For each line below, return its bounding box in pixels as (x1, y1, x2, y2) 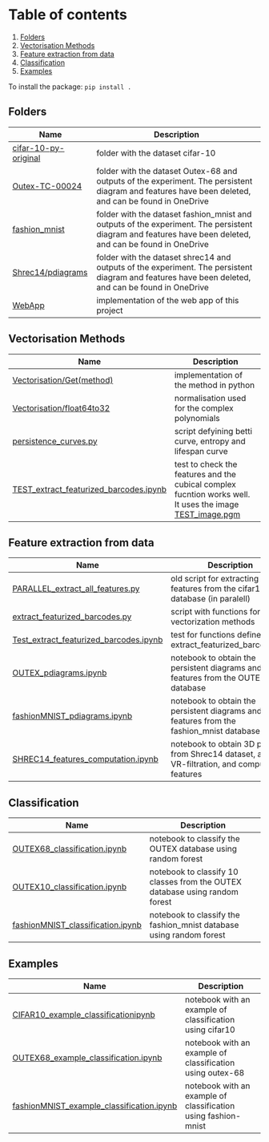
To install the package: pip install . (8, 82, 132, 91)
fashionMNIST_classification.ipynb (12, 920, 143, 931)
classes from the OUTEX (149, 877, 242, 888)
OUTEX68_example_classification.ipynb (12, 1052, 163, 1063)
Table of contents (8, 6, 128, 24)
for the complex (174, 403, 234, 414)
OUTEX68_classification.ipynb (12, 844, 126, 855)
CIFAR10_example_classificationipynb (12, 1009, 155, 1020)
